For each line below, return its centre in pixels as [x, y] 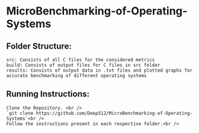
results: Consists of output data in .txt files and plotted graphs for [99, 70]
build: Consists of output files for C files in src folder [84, 65]
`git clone [20, 113]
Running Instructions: [48, 94]
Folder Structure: [39, 46]
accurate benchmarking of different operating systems [77, 76]
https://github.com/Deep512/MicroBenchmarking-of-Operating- [114, 113]
